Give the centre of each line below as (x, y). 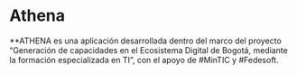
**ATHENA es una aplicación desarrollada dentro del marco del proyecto (145, 41)
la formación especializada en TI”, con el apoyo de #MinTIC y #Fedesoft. (144, 60)
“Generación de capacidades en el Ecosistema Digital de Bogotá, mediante (149, 50)
